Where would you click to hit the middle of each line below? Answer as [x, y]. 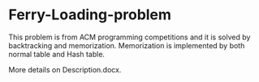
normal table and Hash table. [57, 54]
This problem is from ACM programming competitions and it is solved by [129, 37]
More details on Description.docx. [65, 69]
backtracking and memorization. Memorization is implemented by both [127, 45]
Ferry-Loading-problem [90, 15]
